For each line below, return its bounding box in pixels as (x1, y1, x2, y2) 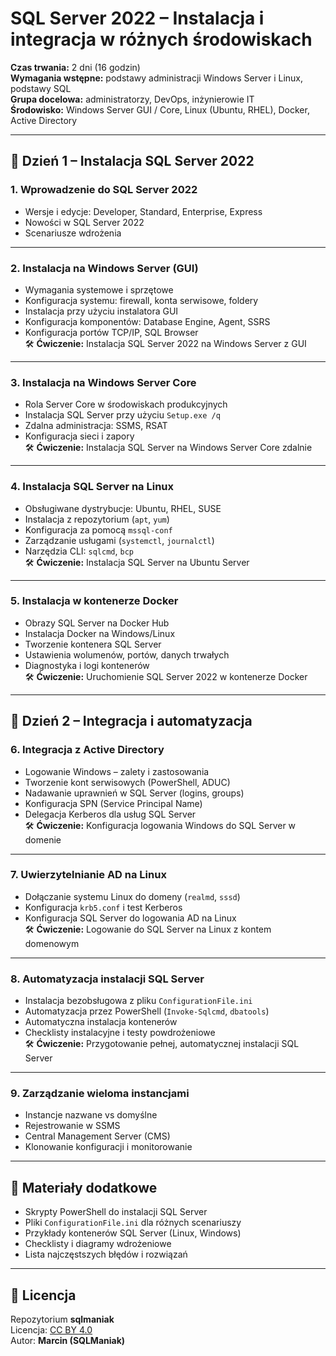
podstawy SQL (10, 82, 72, 94)
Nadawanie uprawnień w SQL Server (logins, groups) (24, 787, 245, 799)
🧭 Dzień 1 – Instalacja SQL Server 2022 (10, 153, 255, 170)
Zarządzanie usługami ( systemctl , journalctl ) (24, 534, 215, 546)
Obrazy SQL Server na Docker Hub (24, 617, 170, 629)
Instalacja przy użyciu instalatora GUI (24, 305, 179, 317)
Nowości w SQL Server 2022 (24, 216, 145, 228)
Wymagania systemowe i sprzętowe (24, 283, 174, 296)
